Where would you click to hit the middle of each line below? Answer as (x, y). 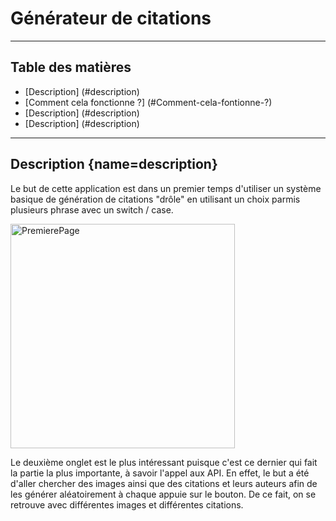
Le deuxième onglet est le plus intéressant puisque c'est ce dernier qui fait (164, 462)
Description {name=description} (114, 164)
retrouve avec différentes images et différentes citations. (127, 504)
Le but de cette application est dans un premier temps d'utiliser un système (166, 188)
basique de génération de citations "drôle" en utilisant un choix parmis (155, 199)
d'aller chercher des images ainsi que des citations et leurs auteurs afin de (164, 483)
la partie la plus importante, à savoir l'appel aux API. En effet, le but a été (160, 473)
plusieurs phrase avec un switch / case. (92, 209)
